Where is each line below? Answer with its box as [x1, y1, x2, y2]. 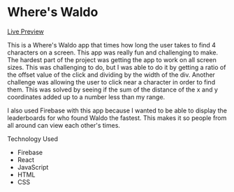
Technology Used [7, 134, 58, 143]
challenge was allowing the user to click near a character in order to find [7, 77, 215, 86]
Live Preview [7, 27, 44, 36]
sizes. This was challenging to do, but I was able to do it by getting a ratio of [7, 63, 226, 71]
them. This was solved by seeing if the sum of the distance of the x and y [7, 85, 219, 94]
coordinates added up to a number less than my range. [7, 92, 166, 101]
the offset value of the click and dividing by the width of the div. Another [7, 71, 215, 79]
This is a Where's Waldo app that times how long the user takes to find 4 [7, 40, 217, 49]
